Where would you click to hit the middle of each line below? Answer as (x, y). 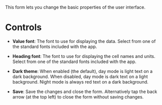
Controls (23, 27)
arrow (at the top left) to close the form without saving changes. (78, 96)
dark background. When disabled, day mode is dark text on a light (80, 76)
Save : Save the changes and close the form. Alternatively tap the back (85, 91)
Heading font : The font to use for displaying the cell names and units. (84, 56)
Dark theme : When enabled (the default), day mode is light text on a (82, 71)
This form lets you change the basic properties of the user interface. (75, 7)
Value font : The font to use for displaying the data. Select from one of (84, 41)
